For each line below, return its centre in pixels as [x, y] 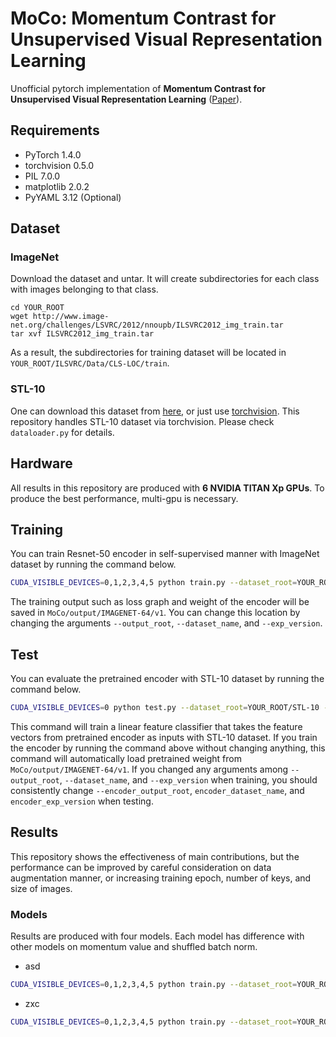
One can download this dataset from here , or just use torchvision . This [155, 411]
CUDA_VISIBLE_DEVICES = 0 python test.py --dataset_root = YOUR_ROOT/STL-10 [165, 708]
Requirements [55, 130]
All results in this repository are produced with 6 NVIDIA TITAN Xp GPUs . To [167, 488]
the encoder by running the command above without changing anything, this [168, 748]
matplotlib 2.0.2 [57, 186]
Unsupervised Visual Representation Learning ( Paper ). [126, 99]
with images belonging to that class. [84, 289]
